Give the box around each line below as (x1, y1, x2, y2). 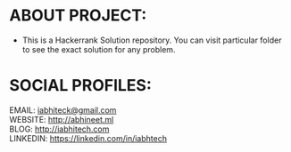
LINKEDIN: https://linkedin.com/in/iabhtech (9, 132, 168, 143)
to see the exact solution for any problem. (21, 44, 176, 54)
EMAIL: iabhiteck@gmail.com (9, 104, 117, 116)
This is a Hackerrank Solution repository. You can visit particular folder (21, 35, 282, 45)
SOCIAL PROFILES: (9, 76, 152, 96)
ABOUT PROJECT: (9, 5, 147, 26)
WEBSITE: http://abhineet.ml (9, 114, 114, 124)
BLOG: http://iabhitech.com (9, 124, 110, 134)
